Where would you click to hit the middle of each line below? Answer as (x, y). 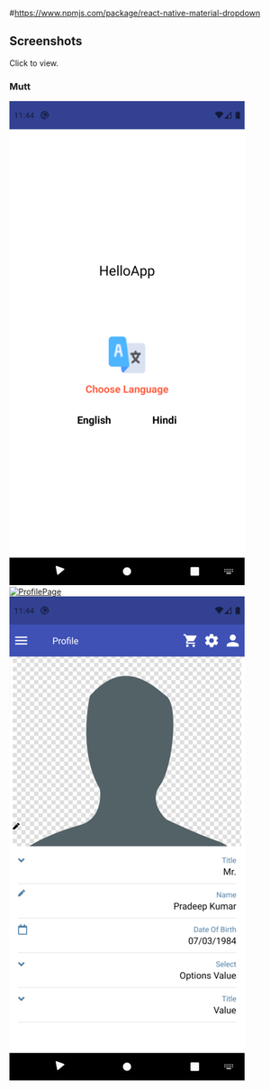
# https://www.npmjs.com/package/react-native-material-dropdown (135, 13)
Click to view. (34, 63)
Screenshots (46, 41)
